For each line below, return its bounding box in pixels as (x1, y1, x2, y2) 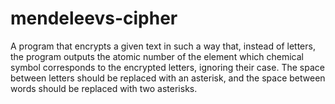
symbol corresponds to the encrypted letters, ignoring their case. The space (10, 61, 325, 73)
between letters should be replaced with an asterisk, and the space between (10, 72, 326, 84)
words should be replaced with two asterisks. (10, 82, 198, 94)
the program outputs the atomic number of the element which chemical (10, 50, 304, 62)
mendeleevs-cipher (10, 7, 178, 30)
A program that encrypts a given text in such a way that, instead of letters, (10, 40, 316, 52)
